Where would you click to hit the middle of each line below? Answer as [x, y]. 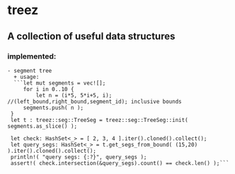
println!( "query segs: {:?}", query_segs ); [79, 157]
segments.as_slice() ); [42, 126]
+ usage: [27, 77]
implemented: [32, 56]
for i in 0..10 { [48, 89]
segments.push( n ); [53, 108]
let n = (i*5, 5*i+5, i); [74, 95]
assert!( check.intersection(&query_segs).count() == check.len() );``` [120, 163]
